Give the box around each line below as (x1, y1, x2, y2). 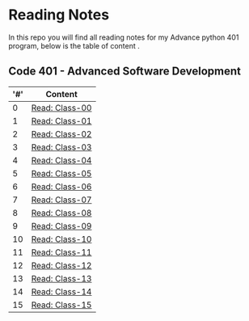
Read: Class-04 (31, 154, 92, 166)
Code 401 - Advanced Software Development (8, 65, 241, 78)
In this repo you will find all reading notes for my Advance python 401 (8, 32, 239, 42)
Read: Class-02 (31, 128, 92, 139)
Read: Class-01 (31, 115, 92, 126)
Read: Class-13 (31, 272, 92, 284)
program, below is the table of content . (8, 40, 140, 50)
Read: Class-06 (31, 180, 92, 192)
